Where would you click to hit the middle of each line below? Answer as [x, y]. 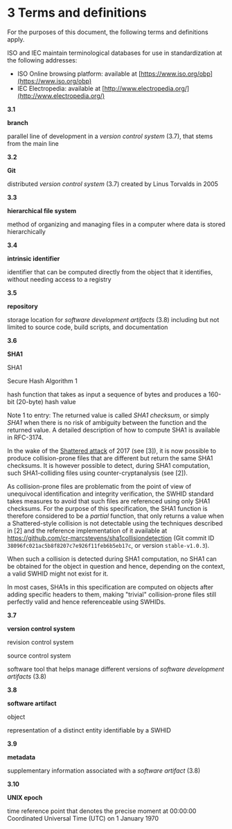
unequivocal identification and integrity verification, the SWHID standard [110, 494]
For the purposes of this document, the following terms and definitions [108, 32]
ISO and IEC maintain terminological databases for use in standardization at [115, 53]
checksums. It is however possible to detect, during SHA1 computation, [109, 465]
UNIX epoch [25, 797]
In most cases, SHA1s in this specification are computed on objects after [110, 587]
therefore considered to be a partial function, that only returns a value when [116, 516]
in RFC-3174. [25, 437]
